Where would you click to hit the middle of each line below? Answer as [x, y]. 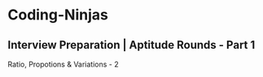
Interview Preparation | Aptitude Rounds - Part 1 [131, 45]
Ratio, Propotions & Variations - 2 [63, 64]
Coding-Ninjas [58, 15]
